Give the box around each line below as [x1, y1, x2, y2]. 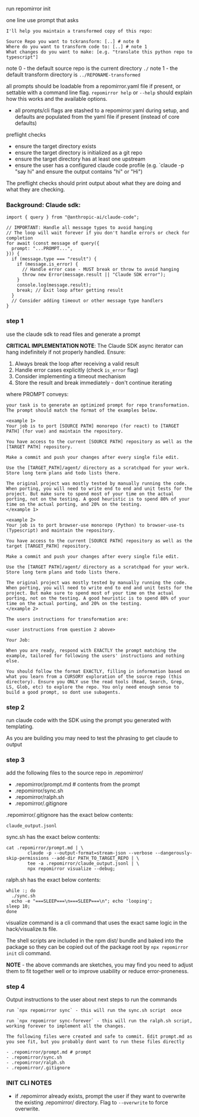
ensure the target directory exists [14, 143, 97, 150]
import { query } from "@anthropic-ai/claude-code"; [6, 214, 140, 220]
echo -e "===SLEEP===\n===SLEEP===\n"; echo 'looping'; [11, 898, 153, 905]
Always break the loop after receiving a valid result [14, 360, 140, 367]
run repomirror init [6, 5, 51, 12]
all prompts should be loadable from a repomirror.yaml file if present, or [6, 83, 181, 90]
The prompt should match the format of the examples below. [6, 407, 159, 414]
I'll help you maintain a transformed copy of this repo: [6, 28, 153, 34]
